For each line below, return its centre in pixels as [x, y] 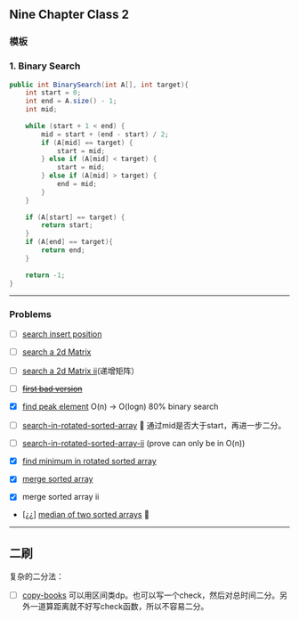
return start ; [67, 225]
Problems [30, 314]
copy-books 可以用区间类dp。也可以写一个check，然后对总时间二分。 [151, 595]
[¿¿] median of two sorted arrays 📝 [85, 515]
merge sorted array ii [61, 497]
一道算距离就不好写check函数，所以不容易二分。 [119, 607]
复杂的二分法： [36, 576]
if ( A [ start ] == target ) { [75, 217]
